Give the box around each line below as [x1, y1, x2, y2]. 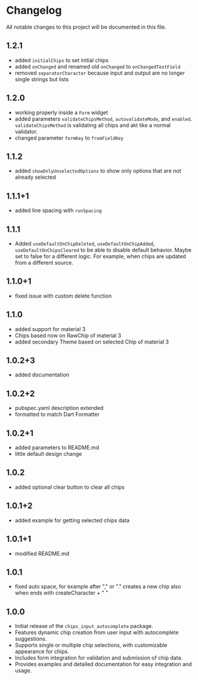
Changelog [6, 4, 62, 17]
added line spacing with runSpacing [14, 207, 103, 214]
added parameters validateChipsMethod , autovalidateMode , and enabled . [14, 115, 193, 122]
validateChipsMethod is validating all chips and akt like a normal [14, 121, 171, 128]
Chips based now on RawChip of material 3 [14, 332, 122, 339]
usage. [14, 667, 32, 674]
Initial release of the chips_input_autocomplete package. [14, 623, 153, 630]
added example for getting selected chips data [14, 516, 130, 523]
